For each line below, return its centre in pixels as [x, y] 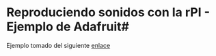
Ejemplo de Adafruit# [68, 27]
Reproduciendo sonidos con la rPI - [108, 12]
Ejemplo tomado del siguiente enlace [58, 45]
